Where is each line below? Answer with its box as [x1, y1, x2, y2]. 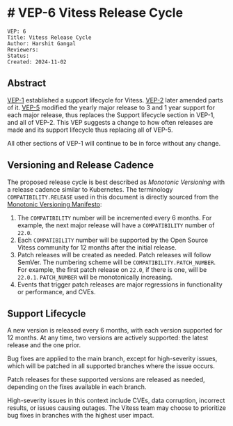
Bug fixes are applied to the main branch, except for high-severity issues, [7, 354, 218, 363]
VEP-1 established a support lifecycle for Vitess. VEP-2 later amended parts [7, 96, 224, 104]
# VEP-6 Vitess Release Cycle [7, 5, 183, 21]
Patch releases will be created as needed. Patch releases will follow [17, 250, 211, 259]
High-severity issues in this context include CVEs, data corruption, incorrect [7, 396, 225, 405]
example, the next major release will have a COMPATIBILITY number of [17, 221, 215, 229]
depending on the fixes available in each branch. [7, 383, 147, 391]
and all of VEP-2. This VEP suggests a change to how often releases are [7, 118, 214, 126]
